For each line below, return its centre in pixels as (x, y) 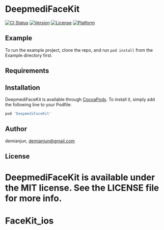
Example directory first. (29, 55)
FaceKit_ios (29, 221)
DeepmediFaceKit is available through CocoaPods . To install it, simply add (80, 99)
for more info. (34, 198)
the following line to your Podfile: (39, 104)
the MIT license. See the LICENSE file (82, 188)
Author (16, 129)
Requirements (27, 71)
